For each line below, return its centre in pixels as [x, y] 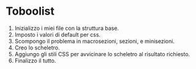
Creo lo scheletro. [37, 48]
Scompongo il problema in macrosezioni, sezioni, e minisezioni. [95, 41]
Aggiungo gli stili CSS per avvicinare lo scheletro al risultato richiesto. [102, 54]
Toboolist [30, 11]
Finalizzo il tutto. [35, 60]
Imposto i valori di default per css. [58, 34]
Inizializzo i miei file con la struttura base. [67, 28]
